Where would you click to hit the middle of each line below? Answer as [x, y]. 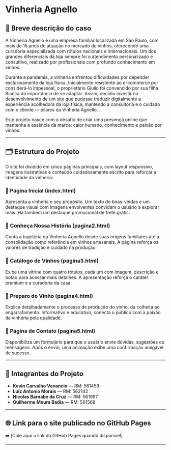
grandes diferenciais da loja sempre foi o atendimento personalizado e [79, 57]
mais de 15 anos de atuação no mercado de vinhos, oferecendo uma [77, 46]
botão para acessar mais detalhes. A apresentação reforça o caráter [77, 277]
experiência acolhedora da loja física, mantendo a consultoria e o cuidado [83, 104]
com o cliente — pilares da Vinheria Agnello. [52, 110]
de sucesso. [18, 353]
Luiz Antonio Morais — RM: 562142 [50, 391]
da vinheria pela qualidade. [34, 318]
